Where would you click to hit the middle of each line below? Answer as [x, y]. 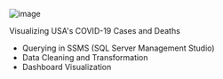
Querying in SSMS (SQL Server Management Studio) [118, 48]
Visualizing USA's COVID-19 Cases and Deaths [95, 31]
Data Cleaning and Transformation [85, 57]
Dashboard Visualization [67, 67]
